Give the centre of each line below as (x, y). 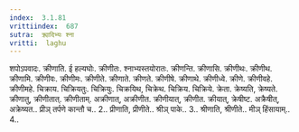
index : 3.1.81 (38, 18)
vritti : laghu (38, 43)
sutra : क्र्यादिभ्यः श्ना (42, 34)
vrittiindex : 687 (44, 26)
